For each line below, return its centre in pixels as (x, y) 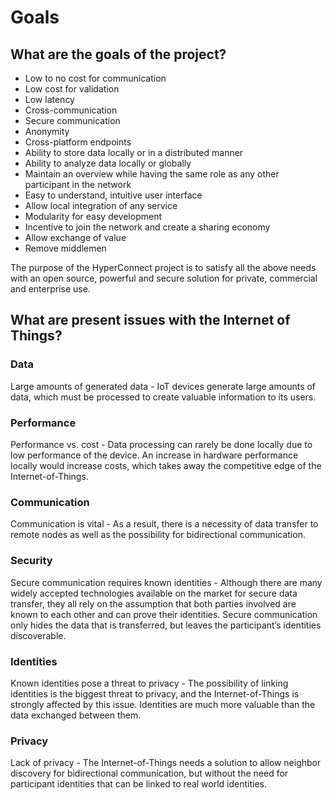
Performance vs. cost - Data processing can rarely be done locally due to (161, 444)
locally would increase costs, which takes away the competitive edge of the (166, 465)
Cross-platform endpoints (78, 142)
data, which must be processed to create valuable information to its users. (163, 397)
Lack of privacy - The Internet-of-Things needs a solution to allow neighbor (166, 763)
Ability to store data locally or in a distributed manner (134, 152)
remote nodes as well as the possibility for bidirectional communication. (158, 535)
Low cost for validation (72, 89)
